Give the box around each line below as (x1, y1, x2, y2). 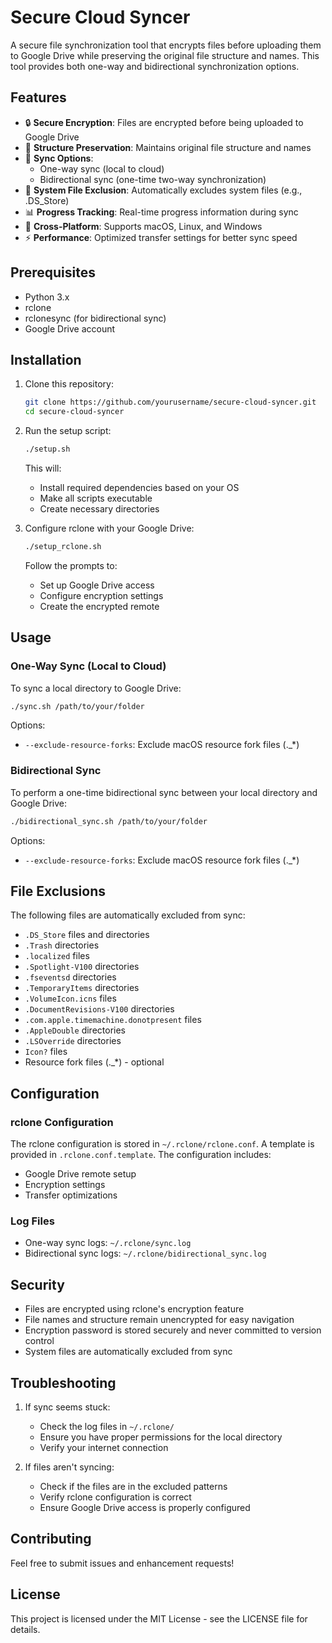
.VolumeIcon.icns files (24, 992, 117, 1005)
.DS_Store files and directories (24, 929, 150, 941)
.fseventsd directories (24, 971, 117, 983)
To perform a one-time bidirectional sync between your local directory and (10, 786, 318, 798)
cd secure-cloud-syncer (24, 407, 125, 417)
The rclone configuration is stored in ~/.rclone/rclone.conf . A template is (10, 1138, 315, 1150)
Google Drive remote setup (24, 1168, 137, 1180)
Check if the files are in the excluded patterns (39, 1481, 228, 1493)
